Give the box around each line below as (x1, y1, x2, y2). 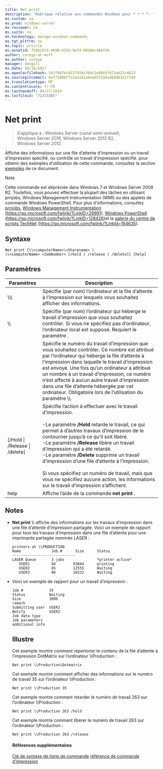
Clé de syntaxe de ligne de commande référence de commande (12, 753, 140, 759)
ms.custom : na (5, 16, 34, 21)
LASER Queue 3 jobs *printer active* (12, 557, 132, 562)
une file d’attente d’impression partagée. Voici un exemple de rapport (12, 525, 151, 530)
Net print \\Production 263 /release (12, 732, 89, 737)
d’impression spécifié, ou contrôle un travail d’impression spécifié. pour (5, 155, 148, 161)
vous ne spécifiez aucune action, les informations (42, 476, 155, 483)
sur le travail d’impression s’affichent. (42, 482, 128, 488)
